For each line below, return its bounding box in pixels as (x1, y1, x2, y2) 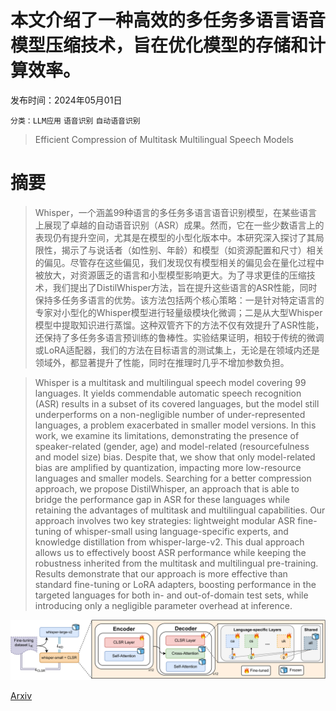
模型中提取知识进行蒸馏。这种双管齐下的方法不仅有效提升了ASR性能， (34, 319, 325, 331)
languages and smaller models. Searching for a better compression (34, 472, 312, 484)
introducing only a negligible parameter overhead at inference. (34, 599, 293, 611)
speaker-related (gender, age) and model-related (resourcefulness (34, 440, 310, 452)
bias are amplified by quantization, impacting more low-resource (34, 461, 302, 473)
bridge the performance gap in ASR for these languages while (34, 493, 290, 505)
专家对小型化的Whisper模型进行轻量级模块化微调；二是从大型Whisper (34, 306, 323, 318)
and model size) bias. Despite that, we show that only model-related (34, 451, 316, 463)
